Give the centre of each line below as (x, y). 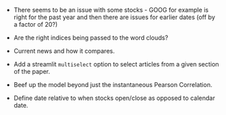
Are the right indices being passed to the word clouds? (91, 38)
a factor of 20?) (36, 24)
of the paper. (32, 72)
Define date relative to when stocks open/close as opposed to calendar (114, 98)
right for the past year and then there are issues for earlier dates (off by (114, 17)
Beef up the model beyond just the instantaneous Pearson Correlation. (113, 85)
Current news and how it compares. (64, 51)
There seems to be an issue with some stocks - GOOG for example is (111, 10)
